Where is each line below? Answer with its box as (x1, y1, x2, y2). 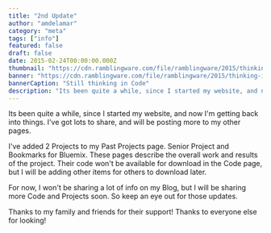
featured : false (8, 42, 63, 50)
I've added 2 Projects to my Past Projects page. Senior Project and (8, 142, 230, 152)
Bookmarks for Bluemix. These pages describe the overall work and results (8, 150, 258, 160)
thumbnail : (8, 64, 45, 73)
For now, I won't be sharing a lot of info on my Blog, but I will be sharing (8, 183, 247, 193)
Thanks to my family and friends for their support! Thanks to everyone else (8, 207, 257, 217)
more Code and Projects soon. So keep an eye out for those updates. (8, 191, 238, 202)
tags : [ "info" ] (8, 34, 60, 43)
